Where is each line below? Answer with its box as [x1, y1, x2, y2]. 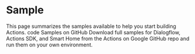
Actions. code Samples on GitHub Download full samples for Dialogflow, [6, 28, 181, 35]
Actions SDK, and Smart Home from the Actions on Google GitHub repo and [6, 35, 190, 42]
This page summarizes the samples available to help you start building [6, 23, 176, 30]
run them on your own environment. [6, 41, 93, 48]
